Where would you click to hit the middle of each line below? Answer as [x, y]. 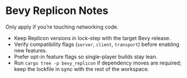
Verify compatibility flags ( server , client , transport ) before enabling [96, 44]
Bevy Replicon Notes [57, 11]
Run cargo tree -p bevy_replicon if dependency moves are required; [98, 63]
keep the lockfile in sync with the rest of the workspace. [82, 69]
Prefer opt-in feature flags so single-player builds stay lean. [86, 56]
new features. [30, 50]
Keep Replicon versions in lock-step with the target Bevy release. [92, 38]
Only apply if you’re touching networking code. [62, 27]
